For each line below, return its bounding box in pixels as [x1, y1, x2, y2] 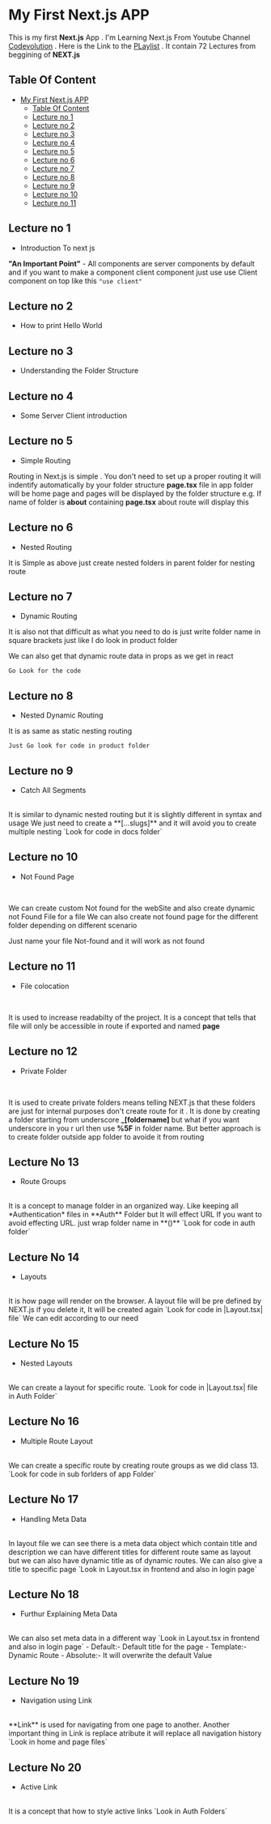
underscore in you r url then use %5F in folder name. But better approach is [8, 1123, 261, 1133]
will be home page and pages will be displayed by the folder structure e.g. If [8, 488, 262, 498]
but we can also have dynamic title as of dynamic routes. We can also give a [8, 1555, 263, 1565]
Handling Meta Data [19, 1514, 87, 1524]
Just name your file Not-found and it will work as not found [8, 935, 205, 945]
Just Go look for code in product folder [8, 742, 150, 750]
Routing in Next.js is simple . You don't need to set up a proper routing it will [8, 471, 261, 481]
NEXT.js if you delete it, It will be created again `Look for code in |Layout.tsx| [8, 1305, 263, 1315]
